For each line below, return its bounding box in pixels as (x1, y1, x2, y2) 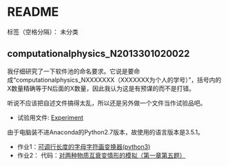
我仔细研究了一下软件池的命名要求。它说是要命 (7, 67, 140, 75)
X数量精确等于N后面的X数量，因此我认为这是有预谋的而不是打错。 (7, 84, 195, 93)
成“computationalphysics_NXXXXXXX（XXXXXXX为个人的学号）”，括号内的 (7, 75, 222, 84)
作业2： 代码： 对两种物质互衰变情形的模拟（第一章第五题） (17, 151, 186, 159)
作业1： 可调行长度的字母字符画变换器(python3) (17, 142, 151, 151)
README (7, 4, 59, 20)
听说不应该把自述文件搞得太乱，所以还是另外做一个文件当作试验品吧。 (7, 99, 207, 107)
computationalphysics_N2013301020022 (7, 48, 190, 60)
